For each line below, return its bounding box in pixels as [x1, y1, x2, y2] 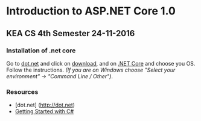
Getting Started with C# [14, 108, 74, 115]
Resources [6, 87, 39, 96]
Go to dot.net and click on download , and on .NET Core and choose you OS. [6, 60, 196, 67]
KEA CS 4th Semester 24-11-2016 [6, 28, 135, 39]
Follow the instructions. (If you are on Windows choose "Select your [6, 66, 176, 73]
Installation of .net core [6, 46, 76, 55]
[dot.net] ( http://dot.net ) [14, 101, 75, 109]
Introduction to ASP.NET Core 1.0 [6, 4, 176, 18]
